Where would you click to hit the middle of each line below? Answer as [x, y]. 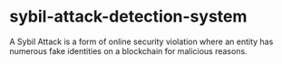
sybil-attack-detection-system [128, 17]
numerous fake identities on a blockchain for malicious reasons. [128, 50]
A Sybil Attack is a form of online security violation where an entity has [141, 41]
